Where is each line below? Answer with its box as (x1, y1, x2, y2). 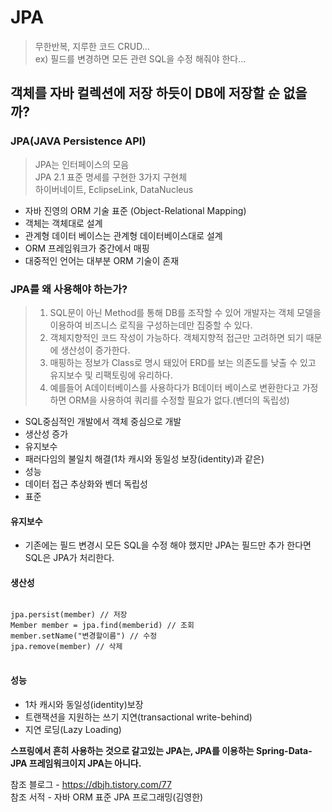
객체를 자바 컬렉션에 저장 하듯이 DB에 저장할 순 (10, 85, 280, 102)
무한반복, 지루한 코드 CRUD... (34, 40, 150, 52)
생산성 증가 (24, 427, 69, 440)
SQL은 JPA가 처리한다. (24, 552, 115, 564)
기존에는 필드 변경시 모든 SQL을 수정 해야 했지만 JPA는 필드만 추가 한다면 (24, 539, 312, 551)
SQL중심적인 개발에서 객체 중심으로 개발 (24, 415, 182, 427)
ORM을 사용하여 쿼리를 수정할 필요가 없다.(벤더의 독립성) (68, 394, 290, 406)
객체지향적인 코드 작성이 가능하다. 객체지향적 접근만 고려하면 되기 (49, 331, 304, 343)
